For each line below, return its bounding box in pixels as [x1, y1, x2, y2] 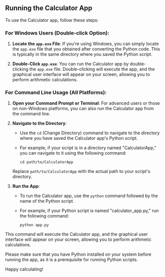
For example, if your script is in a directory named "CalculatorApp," [19, 145, 157, 151]
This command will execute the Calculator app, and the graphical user [5, 231, 148, 237]
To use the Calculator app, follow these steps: [5, 17, 99, 23]
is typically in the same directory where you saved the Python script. [12, 52, 153, 57]
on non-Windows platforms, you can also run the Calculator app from [12, 106, 154, 111]
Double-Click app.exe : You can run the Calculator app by [12, 61, 129, 67]
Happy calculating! [5, 266, 44, 272]
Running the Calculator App [5, 4, 93, 12]
